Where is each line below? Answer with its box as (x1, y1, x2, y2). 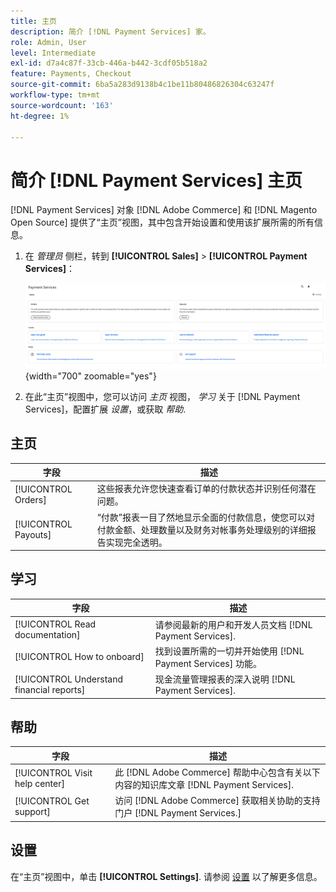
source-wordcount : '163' (10, 100, 114, 110)
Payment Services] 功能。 (154, 657, 262, 669)
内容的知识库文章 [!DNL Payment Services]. (114, 779, 294, 791)
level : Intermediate (10, 48, 97, 58)
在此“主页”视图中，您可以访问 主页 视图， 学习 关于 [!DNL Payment (24, 390, 301, 402)
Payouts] (14, 528, 52, 540)
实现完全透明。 (105, 536, 168, 548)
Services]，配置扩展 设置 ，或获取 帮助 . (24, 403, 187, 415)
